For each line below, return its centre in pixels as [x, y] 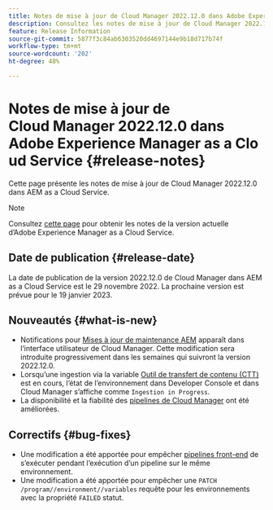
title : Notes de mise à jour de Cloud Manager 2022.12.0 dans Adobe [127, 16]
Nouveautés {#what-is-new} [83, 321]
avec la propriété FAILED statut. [72, 498]
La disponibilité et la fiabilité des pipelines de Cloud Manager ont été [134, 401]
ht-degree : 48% [34, 62]
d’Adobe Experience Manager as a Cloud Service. [91, 232]
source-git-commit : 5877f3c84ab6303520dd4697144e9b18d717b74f [116, 39]
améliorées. [40, 409]
